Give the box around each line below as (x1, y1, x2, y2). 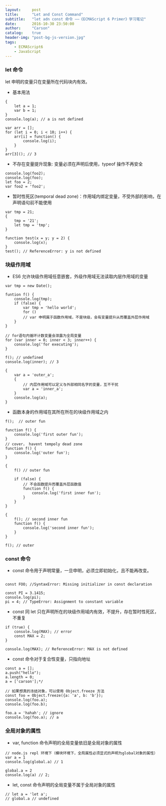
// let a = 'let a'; (5, 792, 48, 797)
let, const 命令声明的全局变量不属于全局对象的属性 (12, 782, 116, 788)
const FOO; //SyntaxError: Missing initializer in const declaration (5, 582, 153, 587)
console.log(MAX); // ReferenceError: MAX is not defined (5, 646, 128, 652)
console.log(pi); (5, 595, 41, 600)
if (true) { (5, 625, 30, 630)
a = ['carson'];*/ (5, 679, 43, 684)
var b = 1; (14, 108, 37, 113)
